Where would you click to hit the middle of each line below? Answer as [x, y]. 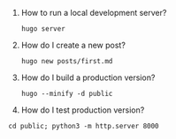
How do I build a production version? [88, 77]
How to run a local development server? [94, 13]
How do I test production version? [83, 110]
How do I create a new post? [73, 45]
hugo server [43, 29]
